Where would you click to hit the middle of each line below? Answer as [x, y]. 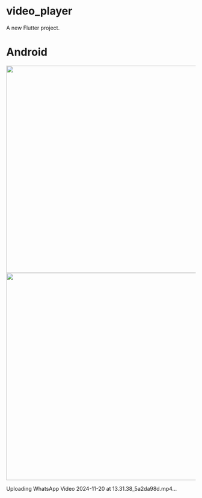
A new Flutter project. [33, 28]
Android [27, 52]
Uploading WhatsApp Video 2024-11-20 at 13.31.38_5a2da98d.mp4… [92, 488]
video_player [39, 11]
